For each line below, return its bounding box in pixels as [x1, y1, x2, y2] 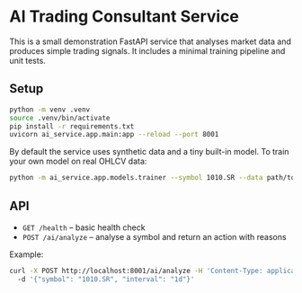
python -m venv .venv [9, 105, 91, 114]
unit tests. [9, 55, 47, 66]
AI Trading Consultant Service [9, 6, 240, 27]
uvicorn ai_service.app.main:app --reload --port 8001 [9, 130, 219, 139]
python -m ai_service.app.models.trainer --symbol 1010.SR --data [9, 173, 263, 182]
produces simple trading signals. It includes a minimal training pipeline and [9, 45, 286, 56]
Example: [9, 249, 44, 260]
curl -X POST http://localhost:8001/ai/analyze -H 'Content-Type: [9, 266, 263, 275]
